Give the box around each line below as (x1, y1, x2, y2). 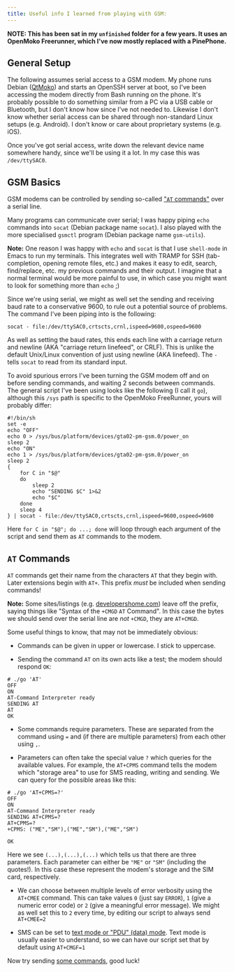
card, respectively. (7, 873, 61, 881)
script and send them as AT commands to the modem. (7, 532, 162, 541)
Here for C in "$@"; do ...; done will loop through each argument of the (7, 525, 221, 534)
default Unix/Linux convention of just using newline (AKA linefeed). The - (7, 350, 218, 359)
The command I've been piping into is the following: (7, 310, 156, 318)
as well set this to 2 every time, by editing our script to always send (17, 908, 211, 917)
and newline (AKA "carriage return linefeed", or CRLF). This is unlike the (7, 343, 214, 352)
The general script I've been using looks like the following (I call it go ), (7, 386, 207, 395)
